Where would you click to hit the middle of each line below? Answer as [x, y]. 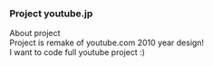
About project [35, 33]
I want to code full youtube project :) [77, 52]
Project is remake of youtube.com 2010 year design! [107, 42]
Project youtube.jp [51, 14]
